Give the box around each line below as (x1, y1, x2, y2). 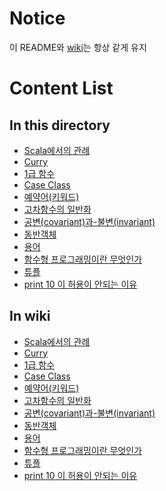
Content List (9, 77, 114, 100)
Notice (9, 7, 66, 30)
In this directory (9, 117, 111, 134)
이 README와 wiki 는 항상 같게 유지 (9, 41, 147, 53)
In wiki (9, 308, 51, 325)
